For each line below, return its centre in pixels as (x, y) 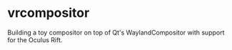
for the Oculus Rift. (35, 39)
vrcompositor (49, 13)
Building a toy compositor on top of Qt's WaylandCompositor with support (116, 32)
